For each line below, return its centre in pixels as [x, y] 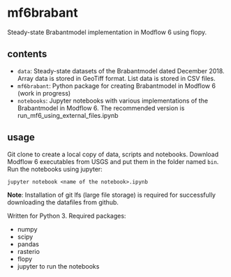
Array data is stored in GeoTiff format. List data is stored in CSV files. [116, 78]
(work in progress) [44, 93]
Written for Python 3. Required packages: [67, 216]
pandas [28, 244]
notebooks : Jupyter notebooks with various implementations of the [112, 100]
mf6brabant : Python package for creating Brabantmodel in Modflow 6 [117, 86]
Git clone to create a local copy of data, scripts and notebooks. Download [113, 154]
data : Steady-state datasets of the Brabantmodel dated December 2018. [121, 70]
